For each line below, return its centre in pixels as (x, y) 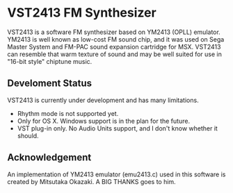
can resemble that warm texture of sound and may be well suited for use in (115, 54)
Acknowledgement (49, 158)
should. (28, 135)
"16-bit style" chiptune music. (50, 61)
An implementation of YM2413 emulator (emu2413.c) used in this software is (116, 174)
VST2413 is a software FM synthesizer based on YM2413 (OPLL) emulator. (114, 32)
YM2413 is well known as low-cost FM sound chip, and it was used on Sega (116, 39)
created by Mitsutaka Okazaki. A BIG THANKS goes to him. (91, 181)
